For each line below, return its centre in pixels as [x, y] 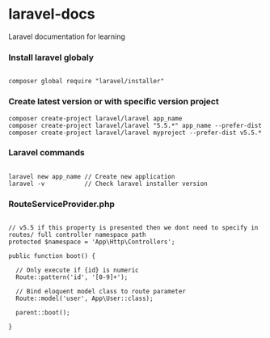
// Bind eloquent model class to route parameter [101, 292]
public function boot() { [52, 256]
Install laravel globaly [51, 57]
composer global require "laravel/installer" [86, 82]
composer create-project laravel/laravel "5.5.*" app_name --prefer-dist [135, 125]
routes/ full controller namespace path [78, 235]
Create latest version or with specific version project [114, 102]
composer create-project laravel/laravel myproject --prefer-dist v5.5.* [135, 133]
